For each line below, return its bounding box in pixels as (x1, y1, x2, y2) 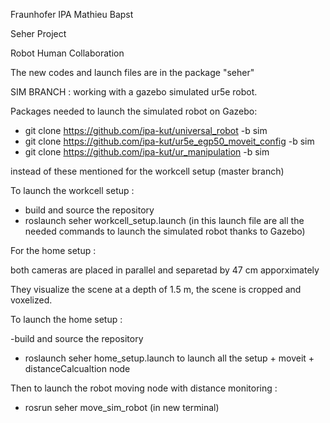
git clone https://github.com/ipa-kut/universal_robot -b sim (24, 125, 268, 136)
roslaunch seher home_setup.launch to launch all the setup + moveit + (24, 352, 315, 364)
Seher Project (10, 28, 67, 39)
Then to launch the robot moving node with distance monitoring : (10, 382, 278, 394)
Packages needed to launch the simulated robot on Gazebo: (10, 105, 258, 117)
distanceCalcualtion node (24, 363, 131, 374)
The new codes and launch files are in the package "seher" (10, 67, 255, 78)
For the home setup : (10, 245, 97, 256)
